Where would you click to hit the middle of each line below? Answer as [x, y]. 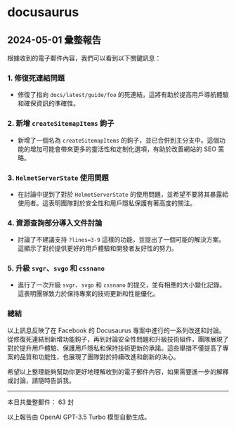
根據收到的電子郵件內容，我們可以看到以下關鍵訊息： [84, 58]
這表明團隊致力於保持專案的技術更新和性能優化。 [88, 294]
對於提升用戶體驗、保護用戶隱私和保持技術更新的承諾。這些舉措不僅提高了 [115, 348]
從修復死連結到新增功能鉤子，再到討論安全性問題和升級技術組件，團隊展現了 [118, 339]
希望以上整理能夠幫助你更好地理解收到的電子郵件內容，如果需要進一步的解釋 [118, 371]
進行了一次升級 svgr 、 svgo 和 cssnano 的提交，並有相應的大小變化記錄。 [122, 285]
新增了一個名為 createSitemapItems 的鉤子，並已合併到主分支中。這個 [118, 140]
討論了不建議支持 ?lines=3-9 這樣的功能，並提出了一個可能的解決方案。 [121, 240]
